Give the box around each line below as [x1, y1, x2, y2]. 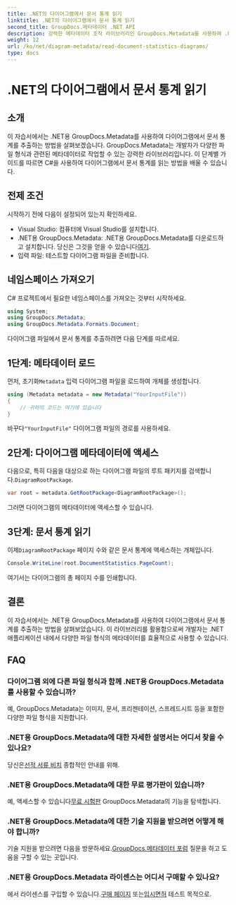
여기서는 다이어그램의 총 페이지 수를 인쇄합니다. [7, 573, 137, 582]
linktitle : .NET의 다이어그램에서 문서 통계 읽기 [7, 17, 135, 24]
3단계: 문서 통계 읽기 [7, 525, 91, 538]
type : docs [7, 50, 39, 57]
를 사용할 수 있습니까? [7, 687, 77, 697]
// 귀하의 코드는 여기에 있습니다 [20, 404, 102, 411]
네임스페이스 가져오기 [7, 274, 95, 285]
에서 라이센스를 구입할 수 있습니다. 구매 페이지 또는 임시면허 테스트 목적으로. [7, 890, 212, 898]
